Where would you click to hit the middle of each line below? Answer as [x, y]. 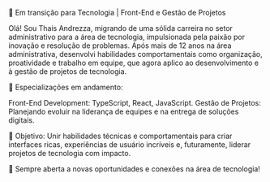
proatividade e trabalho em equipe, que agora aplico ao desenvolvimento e [134, 63]
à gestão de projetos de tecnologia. [68, 71]
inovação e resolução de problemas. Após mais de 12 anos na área [120, 45]
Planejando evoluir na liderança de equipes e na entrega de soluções [124, 111]
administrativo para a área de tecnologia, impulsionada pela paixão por [127, 37]
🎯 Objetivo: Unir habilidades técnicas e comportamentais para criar [120, 136]
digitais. [21, 120]
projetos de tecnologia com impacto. [70, 153]
